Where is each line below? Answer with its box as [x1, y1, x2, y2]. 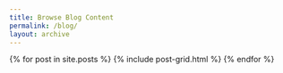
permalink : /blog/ [9, 21, 78, 30]
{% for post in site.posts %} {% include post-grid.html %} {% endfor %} [9, 54, 275, 65]
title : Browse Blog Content [9, 12, 115, 22]
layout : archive [9, 29, 70, 38]
